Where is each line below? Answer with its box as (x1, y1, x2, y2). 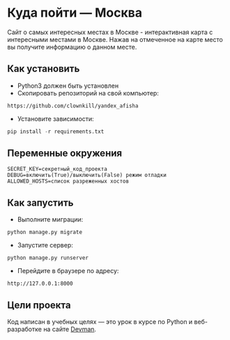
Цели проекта (7, 299, 71, 311)
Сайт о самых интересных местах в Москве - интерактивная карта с (7, 28, 213, 36)
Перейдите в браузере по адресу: (17, 267, 119, 275)
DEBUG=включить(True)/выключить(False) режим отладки (7, 172, 167, 179)
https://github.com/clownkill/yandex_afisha (7, 102, 139, 109)
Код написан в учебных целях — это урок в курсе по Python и (7, 318, 193, 326)
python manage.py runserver (7, 254, 89, 262)
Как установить (7, 63, 80, 75)
